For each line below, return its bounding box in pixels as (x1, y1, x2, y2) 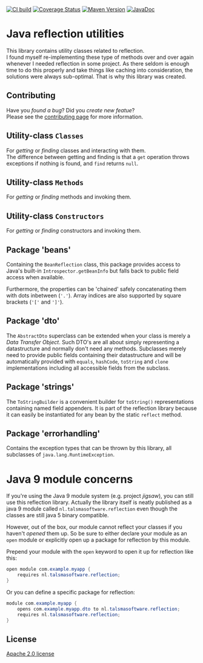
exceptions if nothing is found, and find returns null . (6, 160, 139, 167)
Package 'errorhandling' (6, 429, 101, 439)
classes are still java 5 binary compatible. (6, 512, 109, 519)
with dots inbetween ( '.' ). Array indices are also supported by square (6, 292, 182, 299)
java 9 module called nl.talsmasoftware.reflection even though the (6, 505, 178, 512)
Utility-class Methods (6, 177, 84, 188)
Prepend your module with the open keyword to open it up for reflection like (6, 548, 194, 556)
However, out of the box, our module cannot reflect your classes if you (6, 523, 183, 531)
